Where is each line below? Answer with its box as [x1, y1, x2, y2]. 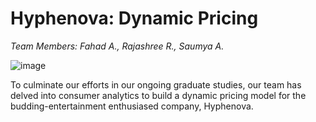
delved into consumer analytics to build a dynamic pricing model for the [10, 89, 307, 101]
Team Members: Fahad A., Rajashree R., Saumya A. [10, 40, 225, 52]
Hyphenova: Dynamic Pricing [10, 7, 259, 30]
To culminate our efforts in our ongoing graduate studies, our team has [10, 78, 302, 91]
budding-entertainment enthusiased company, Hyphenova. [10, 100, 254, 112]
